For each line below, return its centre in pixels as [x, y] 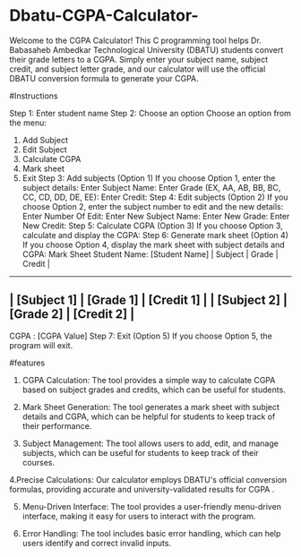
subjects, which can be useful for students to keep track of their [141, 452]
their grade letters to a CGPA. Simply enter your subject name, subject [139, 59]
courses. [39, 462]
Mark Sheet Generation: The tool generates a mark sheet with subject [151, 407]
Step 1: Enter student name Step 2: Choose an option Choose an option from [150, 113]
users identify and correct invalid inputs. [97, 543]
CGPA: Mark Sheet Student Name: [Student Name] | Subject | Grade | [150, 254]
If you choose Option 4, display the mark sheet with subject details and [153, 244]
